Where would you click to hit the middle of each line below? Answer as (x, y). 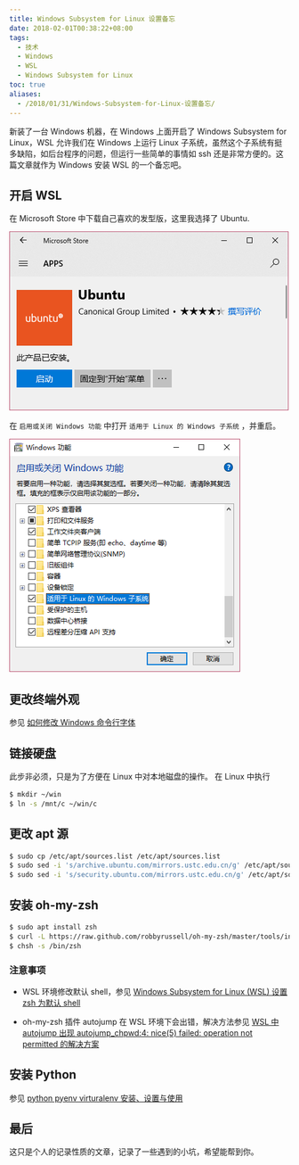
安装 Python (43, 1075)
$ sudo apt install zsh (53, 927)
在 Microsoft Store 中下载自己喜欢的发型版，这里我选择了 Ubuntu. (129, 219)
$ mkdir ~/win (36, 794)
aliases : (25, 94)
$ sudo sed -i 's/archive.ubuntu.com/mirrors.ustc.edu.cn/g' (125, 865)
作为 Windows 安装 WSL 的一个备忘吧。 (113, 164)
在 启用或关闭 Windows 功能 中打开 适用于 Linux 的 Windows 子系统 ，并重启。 (145, 426)
